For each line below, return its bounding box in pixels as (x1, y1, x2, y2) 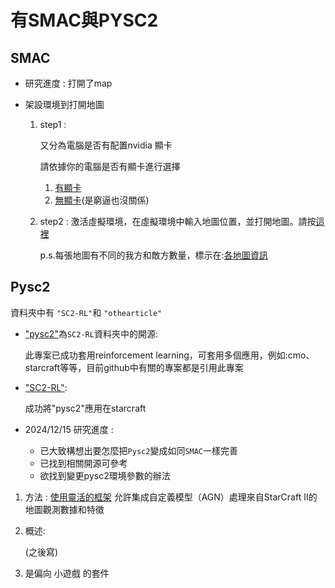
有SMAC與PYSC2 (10, 9, 159, 32)
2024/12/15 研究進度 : (24, 423, 114, 435)
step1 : (39, 119, 67, 130)
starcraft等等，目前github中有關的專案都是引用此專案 (24, 361, 244, 373)
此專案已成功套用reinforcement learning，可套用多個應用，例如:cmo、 (24, 349, 315, 361)
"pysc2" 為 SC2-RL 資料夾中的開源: (24, 327, 158, 340)
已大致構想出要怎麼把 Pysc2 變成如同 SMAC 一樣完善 (39, 444, 239, 456)
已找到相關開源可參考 (39, 457, 128, 469)
